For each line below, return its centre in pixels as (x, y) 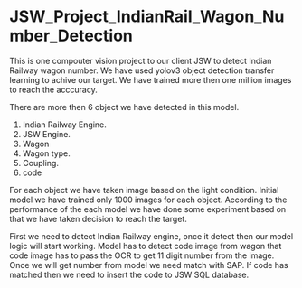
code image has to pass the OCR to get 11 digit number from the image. (142, 255)
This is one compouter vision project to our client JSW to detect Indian (141, 60)
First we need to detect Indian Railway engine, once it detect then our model (151, 236)
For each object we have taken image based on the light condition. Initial (144, 190)
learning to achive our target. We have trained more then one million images (151, 79)
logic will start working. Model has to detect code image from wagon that (146, 246)
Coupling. (40, 163)
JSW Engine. (46, 134)
